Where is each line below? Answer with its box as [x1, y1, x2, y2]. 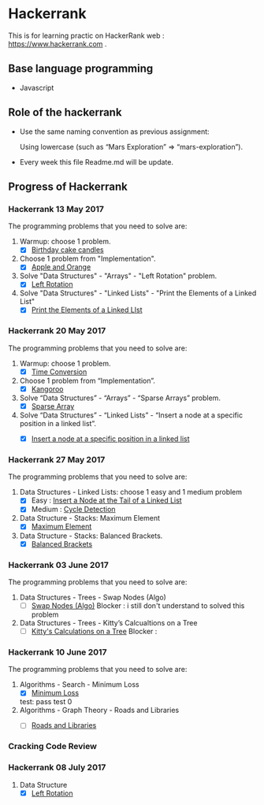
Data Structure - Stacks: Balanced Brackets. [19, 531, 163, 540]
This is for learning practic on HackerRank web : [8, 31, 165, 40]
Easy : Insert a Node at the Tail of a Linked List [31, 495, 183, 505]
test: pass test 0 [19, 697, 73, 707]
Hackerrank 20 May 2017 [8, 325, 106, 336]
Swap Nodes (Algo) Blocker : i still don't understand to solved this [31, 600, 245, 610]
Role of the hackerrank [8, 106, 122, 119]
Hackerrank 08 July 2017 [8, 762, 106, 773]
